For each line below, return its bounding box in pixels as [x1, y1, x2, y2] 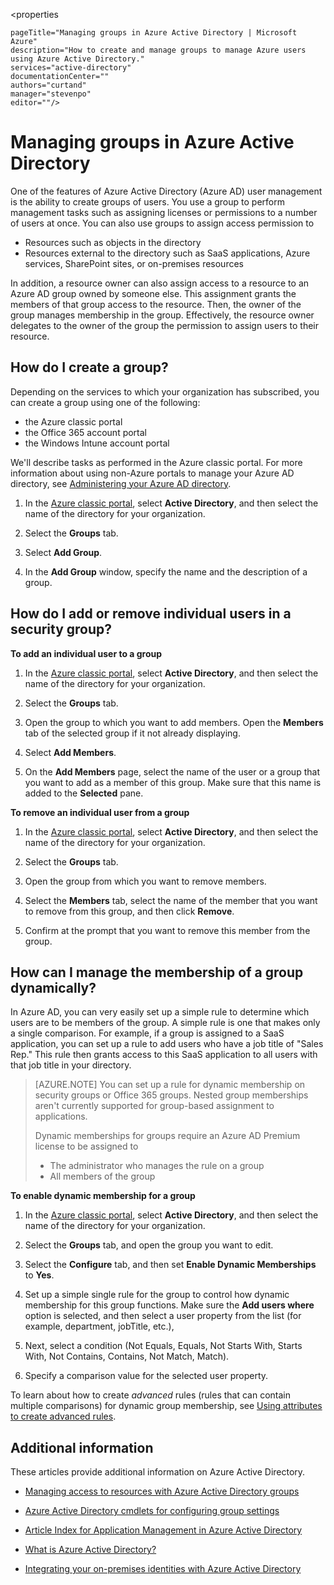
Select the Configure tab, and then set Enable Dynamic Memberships [24, 1259, 317, 1271]
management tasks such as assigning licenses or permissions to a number [10, 206, 318, 218]
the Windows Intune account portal [24, 437, 170, 449]
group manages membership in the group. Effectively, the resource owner [10, 309, 315, 321]
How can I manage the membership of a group [10, 964, 304, 981]
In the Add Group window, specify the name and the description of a [24, 565, 308, 578]
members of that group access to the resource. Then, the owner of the [10, 298, 302, 310]
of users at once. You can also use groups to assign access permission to [10, 217, 315, 229]
